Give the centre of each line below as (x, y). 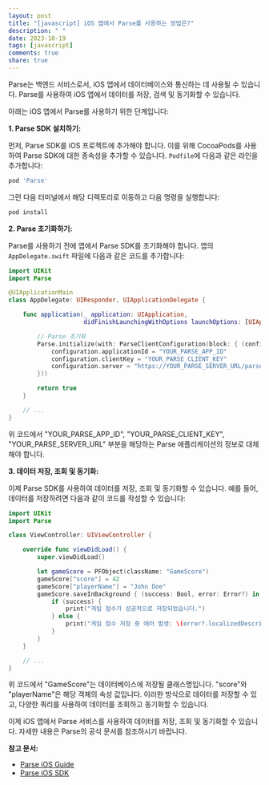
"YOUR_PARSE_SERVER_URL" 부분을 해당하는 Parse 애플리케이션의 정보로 (126, 444)
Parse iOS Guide (47, 765)
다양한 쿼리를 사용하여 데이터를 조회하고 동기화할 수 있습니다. (114, 704)
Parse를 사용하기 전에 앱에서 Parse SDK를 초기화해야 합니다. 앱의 (111, 245)
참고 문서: (23, 749)
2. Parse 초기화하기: (40, 229)
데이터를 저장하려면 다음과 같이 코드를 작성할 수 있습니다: (97, 498)
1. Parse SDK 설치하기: (45, 128)
